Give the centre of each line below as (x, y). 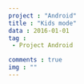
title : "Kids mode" (43, 23)
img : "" (23, 68)
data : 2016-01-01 (39, 30)
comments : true (35, 60)
